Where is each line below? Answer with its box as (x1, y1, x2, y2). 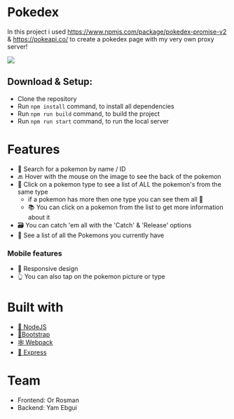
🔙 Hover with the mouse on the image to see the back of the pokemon (17, 172, 222, 180)
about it (27, 213, 50, 221)
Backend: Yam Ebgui (17, 403, 77, 411)
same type (17, 187, 48, 196)
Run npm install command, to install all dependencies (17, 102, 174, 110)
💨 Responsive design (17, 264, 78, 272)
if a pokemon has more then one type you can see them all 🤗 (27, 194, 203, 204)
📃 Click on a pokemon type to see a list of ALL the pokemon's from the (17, 180, 222, 188)
